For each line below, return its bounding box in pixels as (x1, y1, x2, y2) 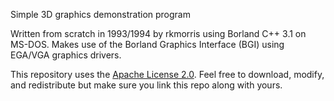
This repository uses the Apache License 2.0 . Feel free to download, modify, (10, 69, 325, 80)
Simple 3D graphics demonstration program (10, 9, 191, 20)
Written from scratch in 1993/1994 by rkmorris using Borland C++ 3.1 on (10, 28, 307, 39)
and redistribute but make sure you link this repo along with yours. (10, 79, 283, 91)
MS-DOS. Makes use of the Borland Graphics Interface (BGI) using (10, 39, 285, 50)
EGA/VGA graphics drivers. (10, 49, 122, 61)
